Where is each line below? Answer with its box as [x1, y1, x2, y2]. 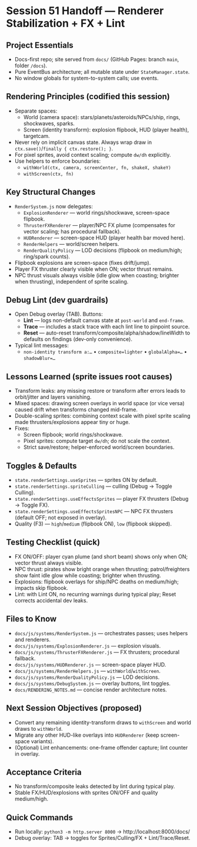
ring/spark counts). [23, 252, 71, 260]
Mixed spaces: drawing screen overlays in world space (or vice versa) [14, 400, 185, 407]
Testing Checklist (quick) [6, 537, 101, 547]
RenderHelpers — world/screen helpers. [23, 240, 119, 247]
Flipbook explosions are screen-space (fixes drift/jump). [14, 259, 151, 266]
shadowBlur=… [23, 356, 56, 362]
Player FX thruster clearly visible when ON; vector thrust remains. [14, 265, 173, 273]
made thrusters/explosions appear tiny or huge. [14, 419, 131, 426]
